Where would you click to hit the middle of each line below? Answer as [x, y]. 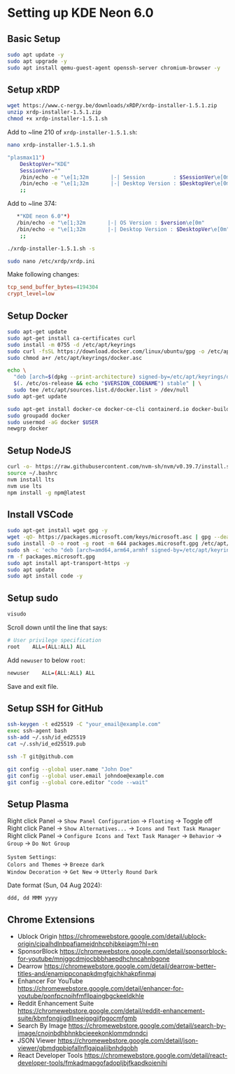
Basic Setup [34, 39]
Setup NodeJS [39, 451]
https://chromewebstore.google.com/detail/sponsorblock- [143, 951]
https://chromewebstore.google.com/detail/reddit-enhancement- [111, 1011]
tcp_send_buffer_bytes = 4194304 [53, 287]
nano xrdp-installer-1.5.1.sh [51, 145]
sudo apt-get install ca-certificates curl [72, 338]
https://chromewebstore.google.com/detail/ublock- [133, 936]
